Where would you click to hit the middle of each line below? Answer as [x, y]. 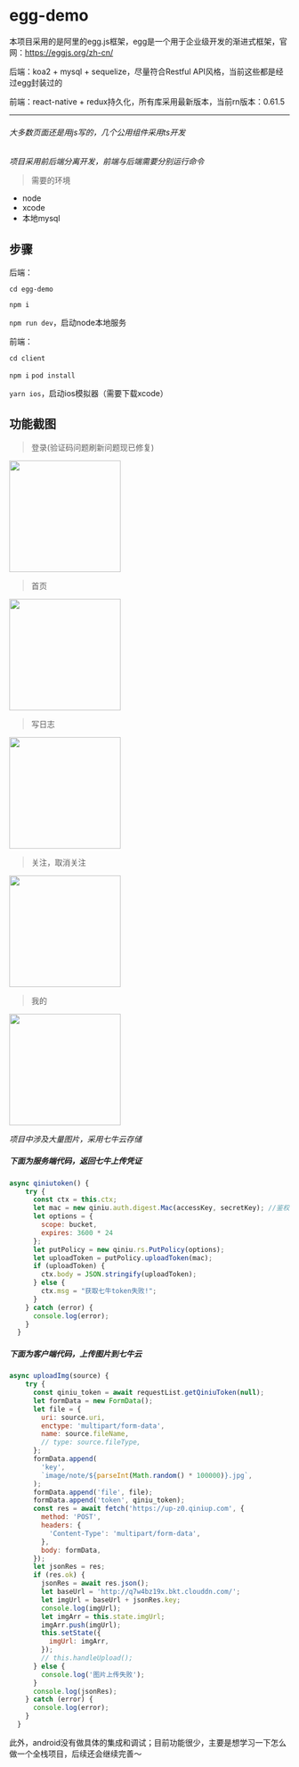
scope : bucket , [69, 1225]
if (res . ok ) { [59, 1575]
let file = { [57, 1409]
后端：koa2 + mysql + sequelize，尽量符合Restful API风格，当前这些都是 [142, 71]
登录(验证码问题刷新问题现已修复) [93, 447]
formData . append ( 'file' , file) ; [93, 1492]
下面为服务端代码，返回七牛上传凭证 [76, 1161]
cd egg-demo [31, 289]
